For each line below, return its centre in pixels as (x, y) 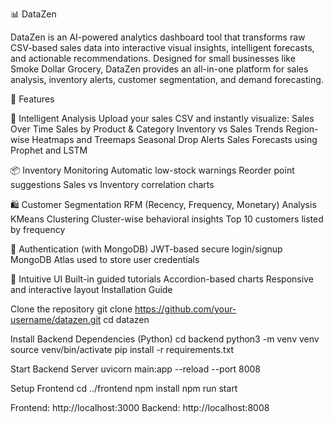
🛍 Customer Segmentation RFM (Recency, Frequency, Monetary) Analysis (163, 204)
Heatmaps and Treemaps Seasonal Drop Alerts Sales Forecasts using (174, 139)
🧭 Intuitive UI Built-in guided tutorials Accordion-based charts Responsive (162, 279)
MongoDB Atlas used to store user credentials (105, 259)
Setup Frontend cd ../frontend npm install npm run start (124, 388)
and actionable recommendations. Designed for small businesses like (153, 58)
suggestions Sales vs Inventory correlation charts (112, 184)
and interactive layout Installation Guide (91, 289)
